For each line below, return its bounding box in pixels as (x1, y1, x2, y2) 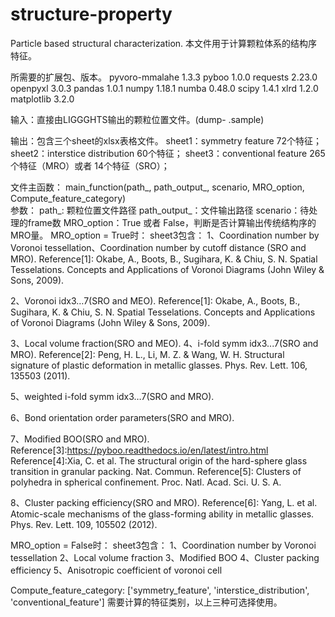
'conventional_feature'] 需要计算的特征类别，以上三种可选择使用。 (10, 596, 283, 608)
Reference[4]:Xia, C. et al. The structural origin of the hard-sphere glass (10, 454, 308, 467)
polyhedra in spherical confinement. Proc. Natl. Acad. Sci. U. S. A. (10, 476, 282, 488)
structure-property (10, 3, 173, 26)
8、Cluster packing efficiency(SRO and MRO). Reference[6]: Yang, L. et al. (10, 496, 318, 508)
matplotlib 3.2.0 (10, 93, 75, 105)
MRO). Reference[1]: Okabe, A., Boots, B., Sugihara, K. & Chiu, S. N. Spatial (10, 253, 318, 265)
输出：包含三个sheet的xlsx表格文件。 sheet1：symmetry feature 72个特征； (10, 134, 323, 147)
